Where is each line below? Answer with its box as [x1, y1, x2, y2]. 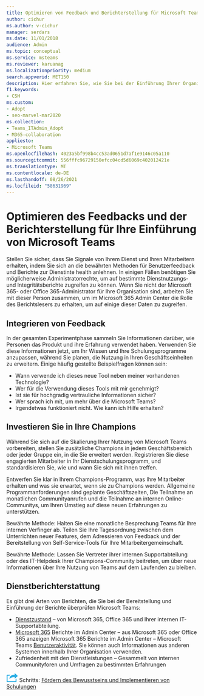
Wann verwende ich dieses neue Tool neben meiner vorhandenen [15, 372, 180, 379]
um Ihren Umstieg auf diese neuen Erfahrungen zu [41, 501, 168, 508]
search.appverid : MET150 [6, 73, 69, 80]
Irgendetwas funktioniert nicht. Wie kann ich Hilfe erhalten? [15, 404, 164, 411]
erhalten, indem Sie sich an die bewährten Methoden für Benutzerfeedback [6, 262, 195, 270]
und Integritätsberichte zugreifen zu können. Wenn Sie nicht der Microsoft [6, 281, 192, 288]
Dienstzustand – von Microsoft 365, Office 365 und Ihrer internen [15, 615, 178, 623]
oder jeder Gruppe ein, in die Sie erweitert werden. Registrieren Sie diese [6, 451, 189, 458]
